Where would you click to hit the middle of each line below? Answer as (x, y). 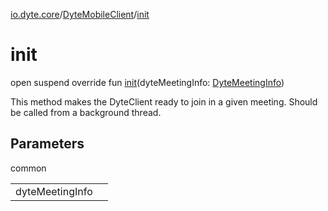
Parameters (47, 144)
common (28, 168)
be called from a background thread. (86, 112)
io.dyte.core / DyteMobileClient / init (80, 14)
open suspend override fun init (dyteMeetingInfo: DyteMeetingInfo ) (147, 82)
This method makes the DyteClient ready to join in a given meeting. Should (164, 101)
